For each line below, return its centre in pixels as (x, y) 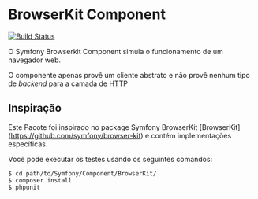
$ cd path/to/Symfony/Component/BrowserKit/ (82, 173)
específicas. (28, 144)
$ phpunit (24, 187)
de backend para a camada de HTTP (68, 83)
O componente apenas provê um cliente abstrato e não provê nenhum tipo (129, 75)
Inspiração (35, 108)
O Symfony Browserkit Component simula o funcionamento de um (116, 51)
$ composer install (40, 180)
